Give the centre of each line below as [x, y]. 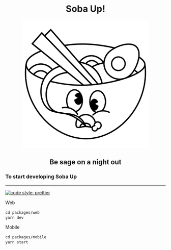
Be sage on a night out [85, 162]
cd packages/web [22, 212]
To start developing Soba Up [41, 177]
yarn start [17, 242]
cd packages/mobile [26, 237]
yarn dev [15, 217]
